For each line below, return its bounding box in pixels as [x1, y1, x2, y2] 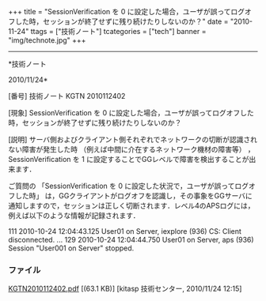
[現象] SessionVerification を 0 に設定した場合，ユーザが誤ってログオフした [8, 108, 255, 117]
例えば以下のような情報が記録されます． [8, 211, 140, 220]
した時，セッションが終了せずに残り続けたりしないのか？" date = [14, 17, 229, 26]
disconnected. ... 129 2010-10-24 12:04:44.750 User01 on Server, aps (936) [8, 235, 255, 244]
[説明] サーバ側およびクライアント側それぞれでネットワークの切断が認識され [8, 135, 258, 144]
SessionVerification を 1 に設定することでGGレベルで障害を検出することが [8, 155, 249, 164]
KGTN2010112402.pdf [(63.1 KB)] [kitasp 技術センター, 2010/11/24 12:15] [8, 284, 242, 294]
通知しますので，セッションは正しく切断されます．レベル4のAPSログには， [8, 201, 255, 210]
